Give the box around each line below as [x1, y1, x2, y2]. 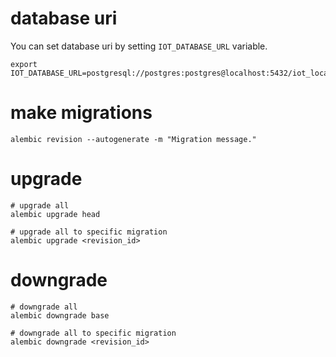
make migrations [10, 102, 153, 124]
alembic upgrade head [10, 209, 101, 219]
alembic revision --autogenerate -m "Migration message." [10, 134, 257, 144]
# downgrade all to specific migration [10, 328, 177, 338]
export [10, 59, 38, 69]
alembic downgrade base [10, 310, 110, 321]
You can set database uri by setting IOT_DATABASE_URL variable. [10, 40, 268, 52]
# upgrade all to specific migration [10, 227, 168, 237]
